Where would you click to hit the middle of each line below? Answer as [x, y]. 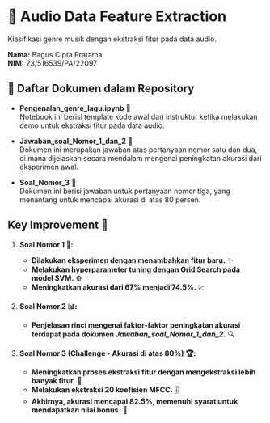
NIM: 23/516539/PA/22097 [53, 63]
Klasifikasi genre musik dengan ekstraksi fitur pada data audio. [112, 39]
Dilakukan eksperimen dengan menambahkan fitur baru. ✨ [132, 260]
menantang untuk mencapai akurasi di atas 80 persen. [110, 199]
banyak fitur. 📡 [57, 380]
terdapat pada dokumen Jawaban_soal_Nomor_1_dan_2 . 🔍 [133, 334]
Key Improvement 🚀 [58, 225]
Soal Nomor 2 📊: [48, 306]
